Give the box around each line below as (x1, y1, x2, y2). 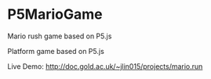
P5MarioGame (7, 5, 103, 23)
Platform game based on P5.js (7, 46, 105, 56)
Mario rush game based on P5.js (7, 31, 112, 41)
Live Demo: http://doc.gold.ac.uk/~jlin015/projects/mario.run (7, 61, 203, 71)
